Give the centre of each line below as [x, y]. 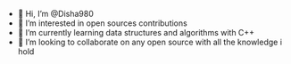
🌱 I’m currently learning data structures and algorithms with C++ [136, 32]
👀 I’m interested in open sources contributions [102, 23]
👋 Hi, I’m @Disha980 [55, 14]
